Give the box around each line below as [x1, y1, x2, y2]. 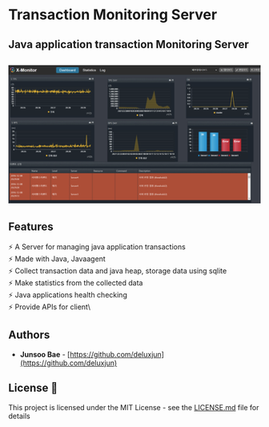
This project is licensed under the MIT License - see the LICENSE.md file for [8, 402, 259, 412]
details [8, 411, 30, 421]
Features [8, 220, 54, 234]
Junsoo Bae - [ [19, 349, 70, 359]
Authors [8, 328, 50, 342]
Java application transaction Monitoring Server [8, 38, 250, 51]
